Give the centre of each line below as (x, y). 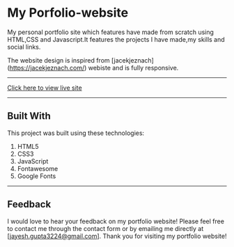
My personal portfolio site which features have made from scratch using (111, 32)
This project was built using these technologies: (76, 133)
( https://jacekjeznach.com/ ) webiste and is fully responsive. (93, 67)
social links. (24, 47)
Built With (29, 116)
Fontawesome (38, 168)
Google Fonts (37, 176)
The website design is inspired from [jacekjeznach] (81, 60)
